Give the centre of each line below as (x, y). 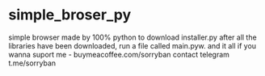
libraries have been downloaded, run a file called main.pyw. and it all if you (132, 45)
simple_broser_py (70, 15)
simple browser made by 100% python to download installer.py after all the (132, 37)
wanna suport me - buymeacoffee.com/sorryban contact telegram (119, 54)
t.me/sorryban (32, 63)
